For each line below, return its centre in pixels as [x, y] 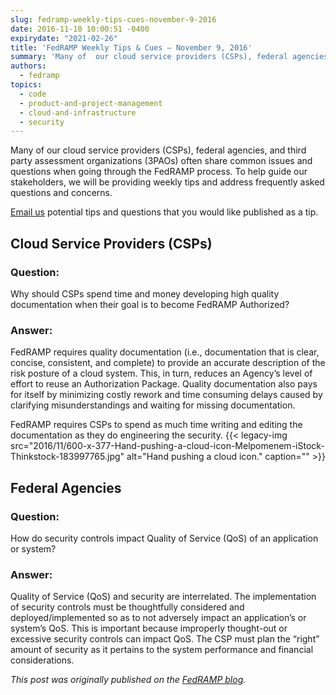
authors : [28, 66]
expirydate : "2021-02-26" [64, 38]
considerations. [42, 660]
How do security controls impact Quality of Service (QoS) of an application [164, 538]
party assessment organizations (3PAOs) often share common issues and [161, 161]
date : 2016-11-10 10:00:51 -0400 [80, 29]
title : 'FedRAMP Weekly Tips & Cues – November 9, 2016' [131, 47]
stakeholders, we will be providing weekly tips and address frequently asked [167, 182]
